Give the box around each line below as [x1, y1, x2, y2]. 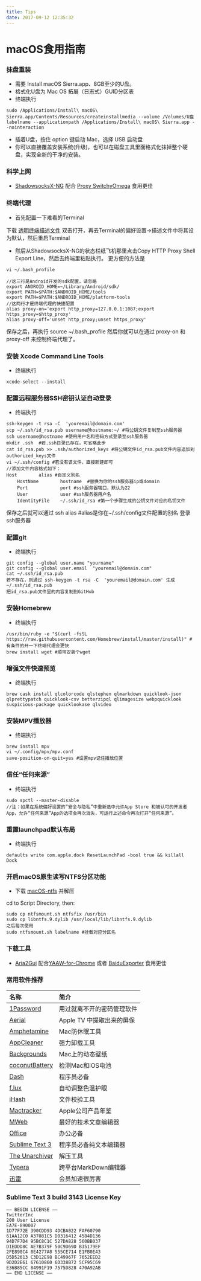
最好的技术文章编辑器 [59, 1118, 120, 1126]
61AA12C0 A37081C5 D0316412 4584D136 [6, 1233, 101, 1239]
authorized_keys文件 [6, 453, 56, 459]
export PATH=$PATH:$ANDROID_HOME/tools [6, 289, 107, 295]
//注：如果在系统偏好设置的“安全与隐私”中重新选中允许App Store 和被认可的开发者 [6, 804, 188, 810]
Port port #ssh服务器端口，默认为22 [17, 485, 131, 491]
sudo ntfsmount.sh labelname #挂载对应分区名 [6, 929, 116, 936]
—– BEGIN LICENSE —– [6, 1207, 58, 1213]
